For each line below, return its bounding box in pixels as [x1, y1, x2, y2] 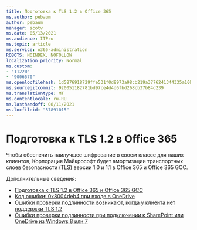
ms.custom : [6, 63, 33, 69]
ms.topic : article [6, 42, 51, 48]
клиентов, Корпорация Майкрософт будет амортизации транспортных [6, 158, 184, 165]
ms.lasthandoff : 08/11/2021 [6, 101, 75, 107]
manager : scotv [6, 25, 43, 31]
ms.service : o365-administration [6, 47, 88, 53]
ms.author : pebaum [6, 14, 51, 20]
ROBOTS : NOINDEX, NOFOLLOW [6, 52, 72, 58]
